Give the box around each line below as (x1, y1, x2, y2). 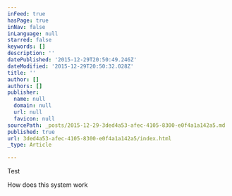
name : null (13, 96, 46, 103)
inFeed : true (7, 10, 46, 18)
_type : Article (7, 142, 52, 149)
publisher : (7, 89, 39, 96)
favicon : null (13, 115, 55, 122)
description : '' (7, 50, 55, 57)
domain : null (13, 102, 52, 109)
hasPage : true (7, 17, 49, 24)
